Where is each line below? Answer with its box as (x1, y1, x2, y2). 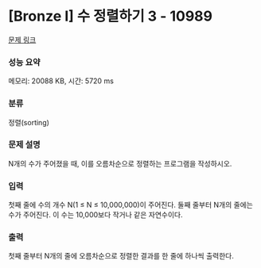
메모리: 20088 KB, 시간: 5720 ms (8, 76, 114, 86)
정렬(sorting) (8, 117, 50, 127)
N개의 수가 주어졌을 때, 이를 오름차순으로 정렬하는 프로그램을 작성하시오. (8, 159, 232, 168)
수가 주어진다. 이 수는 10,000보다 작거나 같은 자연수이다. (8, 210, 183, 220)
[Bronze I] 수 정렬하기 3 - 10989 (8, 7, 213, 25)
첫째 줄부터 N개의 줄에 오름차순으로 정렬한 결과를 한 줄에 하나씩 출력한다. (8, 251, 235, 261)
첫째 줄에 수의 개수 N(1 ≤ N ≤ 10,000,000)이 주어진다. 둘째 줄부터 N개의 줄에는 (8, 200, 253, 210)
